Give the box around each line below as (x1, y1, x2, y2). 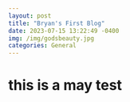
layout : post (8, 11, 52, 20)
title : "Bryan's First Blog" (8, 19, 105, 27)
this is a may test (8, 76, 122, 95)
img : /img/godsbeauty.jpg (8, 34, 94, 43)
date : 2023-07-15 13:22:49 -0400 (8, 27, 120, 35)
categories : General (8, 42, 77, 50)
